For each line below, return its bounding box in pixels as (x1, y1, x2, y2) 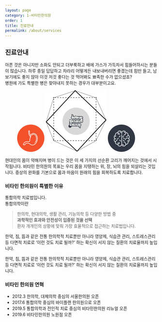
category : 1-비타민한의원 (5, 13, 51, 18)
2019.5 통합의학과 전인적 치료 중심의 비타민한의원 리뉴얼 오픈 (12, 306, 128, 311)
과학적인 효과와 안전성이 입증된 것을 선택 (16, 217, 93, 223)
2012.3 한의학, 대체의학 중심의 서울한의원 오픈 (12, 293, 99, 299)
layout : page (5, 8, 31, 13)
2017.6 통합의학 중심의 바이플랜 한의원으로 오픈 (12, 299, 101, 305)
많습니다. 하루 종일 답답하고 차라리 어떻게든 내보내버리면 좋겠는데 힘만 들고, (10, 68, 152, 74)
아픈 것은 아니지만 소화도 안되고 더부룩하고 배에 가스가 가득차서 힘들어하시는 (5, 62, 148, 67)
